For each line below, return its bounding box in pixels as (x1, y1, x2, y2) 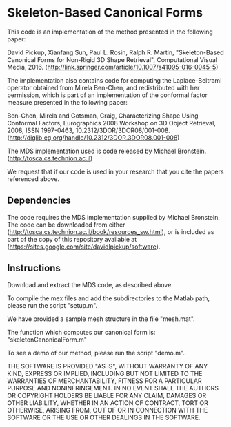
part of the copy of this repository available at (7, 235, 137, 243)
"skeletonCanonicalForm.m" (7, 335, 88, 344)
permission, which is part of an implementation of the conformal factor (7, 91, 208, 99)
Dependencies (7, 195, 71, 207)
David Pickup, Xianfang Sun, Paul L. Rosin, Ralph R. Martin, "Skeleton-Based (7, 48, 224, 56)
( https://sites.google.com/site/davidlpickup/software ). (7, 242, 161, 251)
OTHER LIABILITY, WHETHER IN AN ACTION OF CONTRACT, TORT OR (7, 398, 208, 407)
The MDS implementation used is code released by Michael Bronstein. (7, 147, 207, 155)
